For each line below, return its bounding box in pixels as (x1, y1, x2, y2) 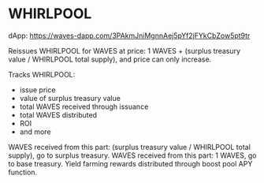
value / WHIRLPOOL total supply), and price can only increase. (8, 54, 212, 64)
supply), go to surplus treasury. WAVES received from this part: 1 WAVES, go (8, 151, 257, 160)
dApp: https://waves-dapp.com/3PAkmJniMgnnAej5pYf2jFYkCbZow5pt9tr (8, 31, 251, 40)
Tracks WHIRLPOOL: (8, 69, 76, 79)
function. (8, 167, 38, 177)
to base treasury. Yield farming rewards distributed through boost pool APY (8, 159, 253, 168)
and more (19, 127, 51, 136)
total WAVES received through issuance (19, 102, 149, 111)
